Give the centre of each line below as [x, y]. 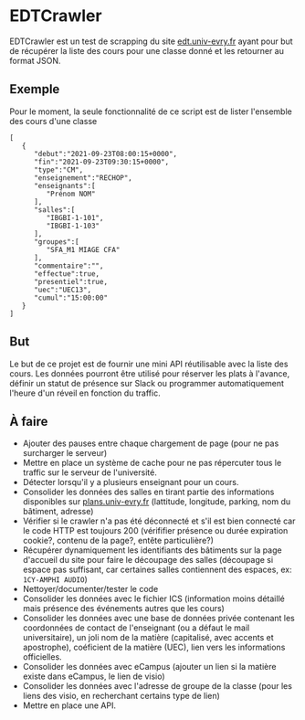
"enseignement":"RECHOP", [83, 178]
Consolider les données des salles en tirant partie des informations [148, 492]
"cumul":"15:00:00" [70, 298]
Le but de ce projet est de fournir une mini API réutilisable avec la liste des [149, 364]
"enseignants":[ [64, 185]
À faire [29, 421]
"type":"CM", [58, 170]
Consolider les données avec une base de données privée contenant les [158, 619]
